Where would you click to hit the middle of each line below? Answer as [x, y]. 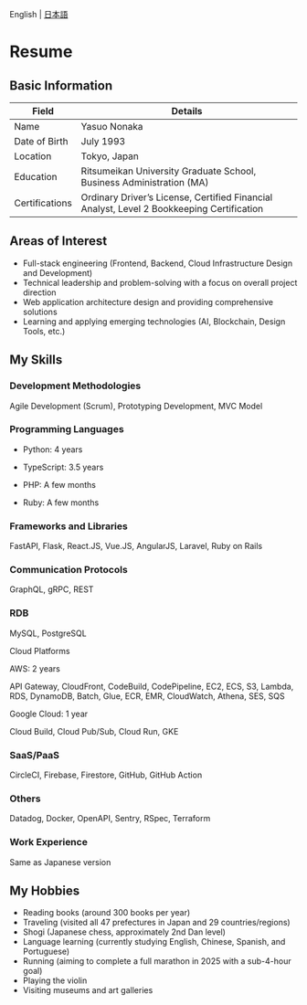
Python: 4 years [53, 449]
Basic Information [61, 85]
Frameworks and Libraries [69, 526]
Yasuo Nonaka [112, 127]
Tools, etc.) [44, 331]
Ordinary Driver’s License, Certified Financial [177, 197]
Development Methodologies [75, 386]
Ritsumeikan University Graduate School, [169, 171]
